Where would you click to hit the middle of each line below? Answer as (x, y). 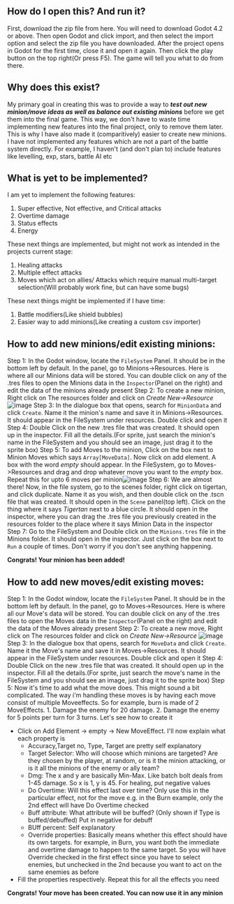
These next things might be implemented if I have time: (86, 301)
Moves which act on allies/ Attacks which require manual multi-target (117, 280)
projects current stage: (40, 251)
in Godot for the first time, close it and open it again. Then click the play (110, 50)
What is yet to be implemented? (78, 178)
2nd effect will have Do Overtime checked (88, 805)
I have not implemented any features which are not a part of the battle (108, 141)
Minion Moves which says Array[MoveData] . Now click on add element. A (112, 458)
